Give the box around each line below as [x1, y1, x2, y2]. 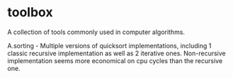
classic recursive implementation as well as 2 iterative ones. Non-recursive [7, 49, 226, 57]
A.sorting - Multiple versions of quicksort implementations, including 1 [7, 41, 212, 50]
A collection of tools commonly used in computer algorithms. [7, 28, 186, 36]
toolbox [7, 4, 53, 21]
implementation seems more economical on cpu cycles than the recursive [7, 56, 223, 65]
